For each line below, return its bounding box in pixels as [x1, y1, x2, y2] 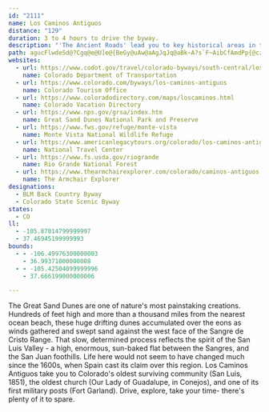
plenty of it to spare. [8, 394, 75, 404]
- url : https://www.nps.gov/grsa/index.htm [15, 109, 163, 117]
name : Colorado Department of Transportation [22, 71, 178, 79]
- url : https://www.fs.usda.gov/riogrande [15, 153, 159, 161]
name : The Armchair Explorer [22, 175, 120, 184]
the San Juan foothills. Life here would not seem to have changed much [8, 352, 245, 362]
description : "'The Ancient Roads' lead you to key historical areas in [8, 42, 256, 50]
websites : [8, 57, 42, 65]
